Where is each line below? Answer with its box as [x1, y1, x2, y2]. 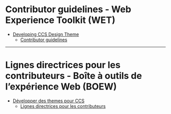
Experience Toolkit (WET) [5, 14, 116, 26]
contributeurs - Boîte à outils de [5, 70, 142, 82]
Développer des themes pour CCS [12, 98, 85, 104]
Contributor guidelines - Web [5, 4, 131, 15]
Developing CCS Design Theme [12, 31, 79, 37]
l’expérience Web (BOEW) [5, 81, 117, 93]
